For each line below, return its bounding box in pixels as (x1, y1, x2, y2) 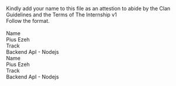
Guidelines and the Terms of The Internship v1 (6, 11, 117, 18)
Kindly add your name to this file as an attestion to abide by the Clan (6, 5, 171, 12)
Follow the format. (6, 18, 50, 24)
